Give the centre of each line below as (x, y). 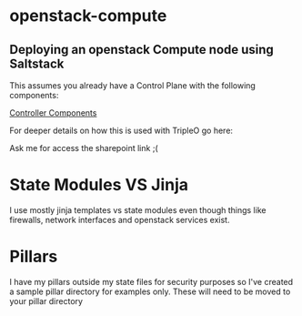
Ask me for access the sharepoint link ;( (84, 148)
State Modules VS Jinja (99, 185)
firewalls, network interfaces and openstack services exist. (120, 219)
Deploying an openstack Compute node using (142, 50)
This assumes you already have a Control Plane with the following (133, 86)
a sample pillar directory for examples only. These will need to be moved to (150, 291)
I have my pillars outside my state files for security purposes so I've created (151, 281)
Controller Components (53, 113)
